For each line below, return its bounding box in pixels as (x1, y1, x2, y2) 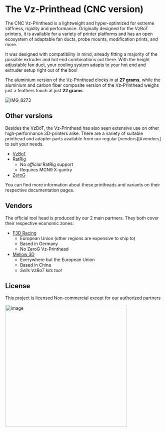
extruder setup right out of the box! (5, 67, 77, 73)
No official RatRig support (19, 161, 73, 167)
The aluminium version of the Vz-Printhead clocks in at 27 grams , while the (5, 77, 161, 83)
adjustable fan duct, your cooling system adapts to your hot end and (5, 62, 146, 68)
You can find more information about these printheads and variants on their (5, 181, 160, 187)
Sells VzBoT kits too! (19, 267, 62, 273)
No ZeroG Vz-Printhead (19, 246, 69, 252)
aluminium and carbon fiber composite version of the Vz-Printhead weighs (5, 82, 159, 88)
